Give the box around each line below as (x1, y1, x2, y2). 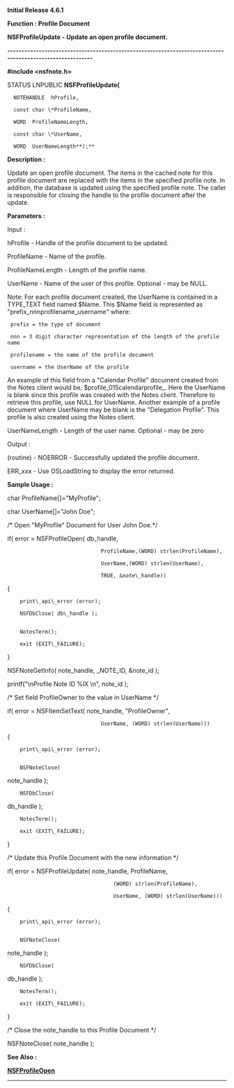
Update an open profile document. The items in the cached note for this (7, 169, 213, 177)
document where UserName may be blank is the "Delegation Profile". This (7, 405, 219, 414)
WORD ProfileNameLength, (13, 118, 89, 125)
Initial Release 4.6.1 (7, 6, 64, 14)
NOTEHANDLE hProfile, (13, 94, 79, 101)
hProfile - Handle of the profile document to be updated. (7, 239, 169, 247)
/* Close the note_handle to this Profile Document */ (7, 1026, 157, 1034)
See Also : (7, 1053, 37, 1061)
